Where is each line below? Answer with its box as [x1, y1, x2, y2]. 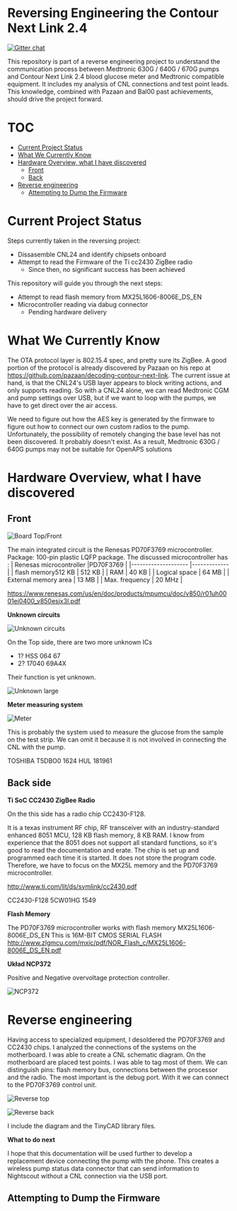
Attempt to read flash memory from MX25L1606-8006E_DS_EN [17, 292, 202, 301]
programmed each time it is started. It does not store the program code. [7, 853, 217, 862]
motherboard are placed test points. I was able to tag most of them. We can [7, 1057, 228, 1067]
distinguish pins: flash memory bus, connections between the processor [7, 1065, 218, 1074]
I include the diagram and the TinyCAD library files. [7, 1121, 156, 1130]
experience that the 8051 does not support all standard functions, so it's [7, 838, 217, 847]
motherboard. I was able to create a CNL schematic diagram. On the [7, 1050, 207, 1059]
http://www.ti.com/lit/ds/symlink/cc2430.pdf [7, 882, 137, 890]
